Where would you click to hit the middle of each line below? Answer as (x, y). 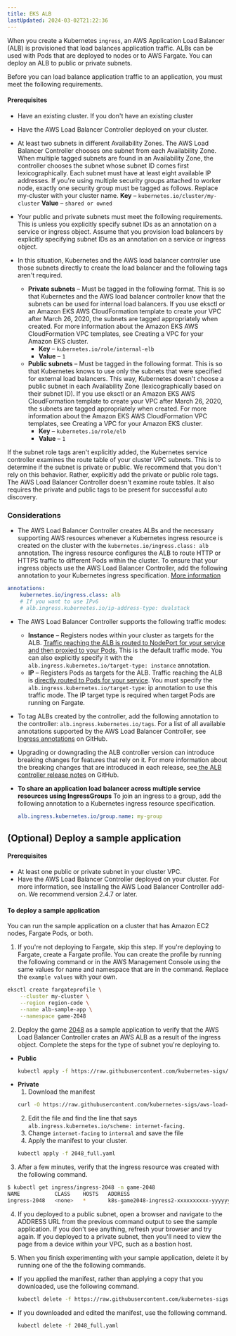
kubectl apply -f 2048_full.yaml (66, 1154)
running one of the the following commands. (81, 1265)
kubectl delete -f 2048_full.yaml (68, 1325)
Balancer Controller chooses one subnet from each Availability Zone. (117, 150)
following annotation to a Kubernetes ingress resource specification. (116, 803)
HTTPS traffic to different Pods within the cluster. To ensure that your (118, 560)
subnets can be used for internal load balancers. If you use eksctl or (126, 304)
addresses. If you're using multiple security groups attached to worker (119, 180)
